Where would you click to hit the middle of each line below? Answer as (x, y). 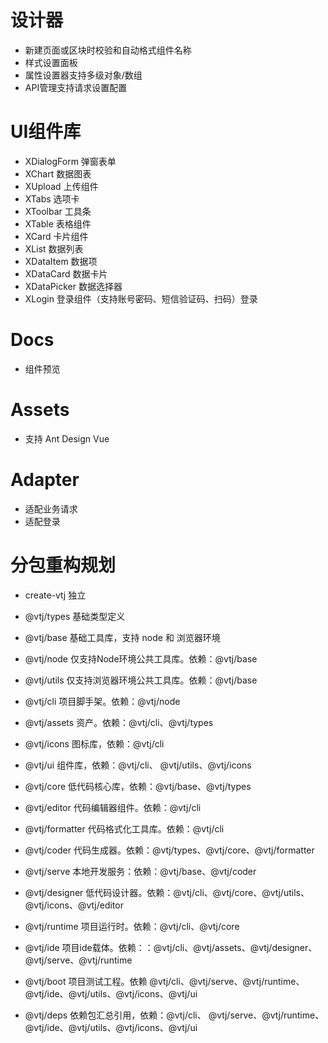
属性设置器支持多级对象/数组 (83, 75)
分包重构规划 (63, 565)
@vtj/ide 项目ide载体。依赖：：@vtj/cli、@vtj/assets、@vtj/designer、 (171, 947)
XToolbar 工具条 (58, 211)
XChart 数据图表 (58, 173)
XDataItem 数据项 (61, 261)
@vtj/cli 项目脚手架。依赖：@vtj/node (102, 701)
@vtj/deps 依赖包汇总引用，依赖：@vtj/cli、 (115, 1015)
